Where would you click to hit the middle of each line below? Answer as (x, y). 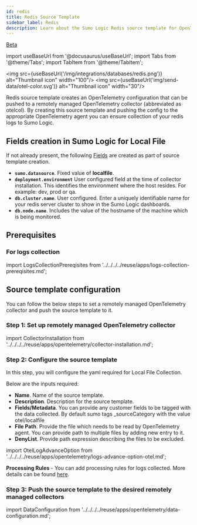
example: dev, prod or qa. (45, 192)
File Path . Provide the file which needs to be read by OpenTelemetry (97, 427)
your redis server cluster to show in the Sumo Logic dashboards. (93, 204)
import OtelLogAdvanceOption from (49, 450)
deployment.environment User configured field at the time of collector (98, 180)
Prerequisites (31, 235)
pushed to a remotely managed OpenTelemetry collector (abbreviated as (94, 104)
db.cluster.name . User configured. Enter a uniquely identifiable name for (102, 198)
